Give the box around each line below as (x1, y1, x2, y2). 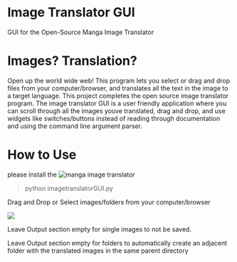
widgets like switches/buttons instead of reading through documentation (7, 114, 221, 122)
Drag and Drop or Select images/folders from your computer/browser (7, 197, 211, 206)
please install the (7, 170, 57, 179)
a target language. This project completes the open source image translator (7, 91, 229, 100)
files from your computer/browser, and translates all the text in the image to (7, 83, 228, 93)
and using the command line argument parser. (7, 122, 142, 130)
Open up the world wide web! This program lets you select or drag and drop (7, 76, 230, 85)
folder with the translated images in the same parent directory (7, 246, 189, 255)
